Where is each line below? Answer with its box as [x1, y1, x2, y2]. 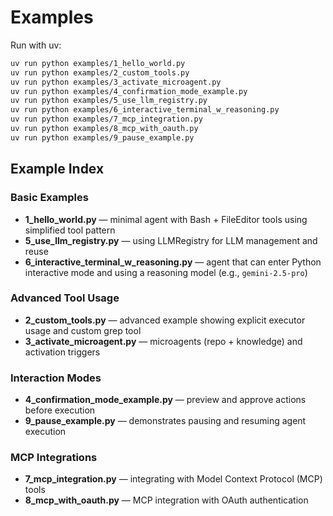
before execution [24, 404, 96, 416]
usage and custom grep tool [24, 324, 142, 336]
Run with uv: [10, 39, 62, 51]
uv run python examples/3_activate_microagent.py [10, 77, 222, 87]
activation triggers [24, 346, 101, 358]
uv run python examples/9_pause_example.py [10, 132, 195, 143]
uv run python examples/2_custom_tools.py [10, 67, 190, 78]
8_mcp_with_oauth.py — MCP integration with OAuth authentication [24, 494, 309, 506]
